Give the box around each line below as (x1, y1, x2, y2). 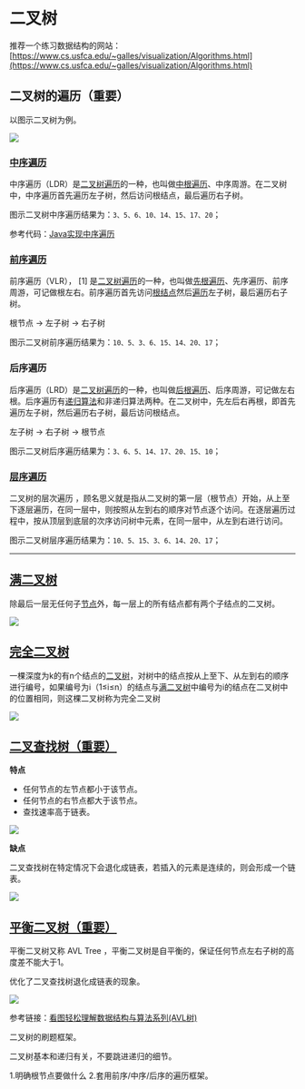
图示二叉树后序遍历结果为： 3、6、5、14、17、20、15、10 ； (9, 446, 221, 456)
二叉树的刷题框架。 (9, 1032, 82, 1043)
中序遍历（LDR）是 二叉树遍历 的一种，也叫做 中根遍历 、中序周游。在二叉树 (9, 179, 288, 190)
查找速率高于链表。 (22, 807, 95, 818)
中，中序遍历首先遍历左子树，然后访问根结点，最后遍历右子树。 (9, 190, 248, 201)
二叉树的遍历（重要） (9, 88, 129, 104)
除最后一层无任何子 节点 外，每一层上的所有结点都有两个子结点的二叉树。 (9, 598, 280, 609)
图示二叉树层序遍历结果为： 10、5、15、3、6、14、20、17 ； (9, 535, 221, 545)
